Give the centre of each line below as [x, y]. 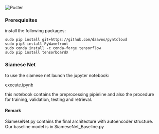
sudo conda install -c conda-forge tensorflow [53, 48]
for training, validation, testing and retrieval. [49, 99]
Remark [13, 111]
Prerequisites [21, 20]
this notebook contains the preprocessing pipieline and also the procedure [79, 94]
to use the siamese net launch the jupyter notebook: [57, 75]
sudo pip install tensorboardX [37, 53]
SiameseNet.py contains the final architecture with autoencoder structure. [79, 121]
